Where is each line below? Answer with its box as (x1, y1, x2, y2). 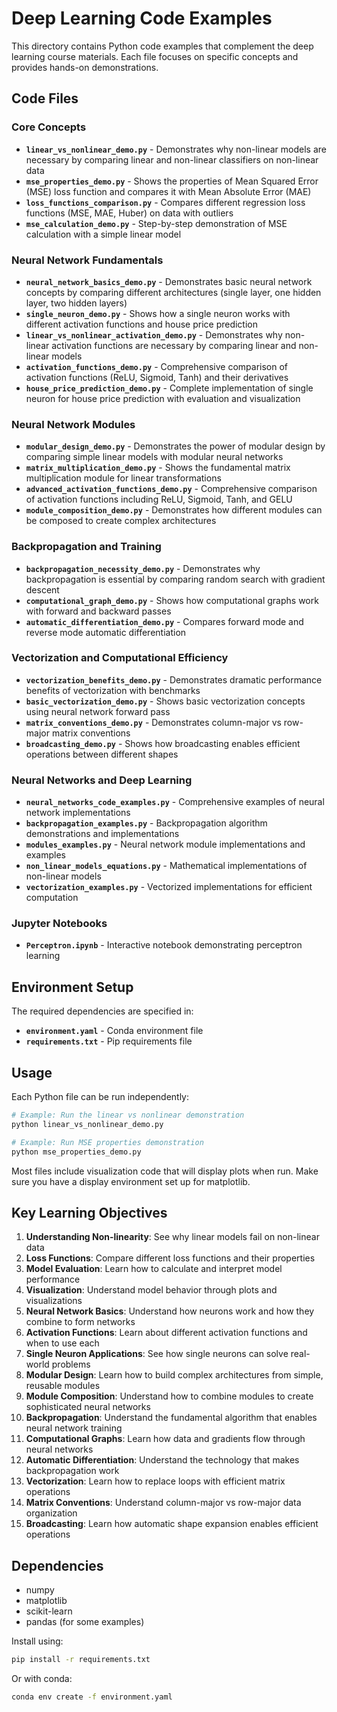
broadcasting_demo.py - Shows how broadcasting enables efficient (25, 737, 301, 749)
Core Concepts (11, 120, 87, 134)
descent (25, 583, 60, 596)
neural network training (25, 1422, 123, 1434)
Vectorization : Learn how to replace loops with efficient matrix (25, 1475, 286, 1487)
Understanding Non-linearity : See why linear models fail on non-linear (25, 1231, 320, 1243)
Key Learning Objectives (11, 1204, 168, 1221)
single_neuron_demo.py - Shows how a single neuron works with (25, 307, 291, 319)
